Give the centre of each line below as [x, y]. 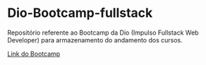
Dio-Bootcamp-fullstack [80, 13]
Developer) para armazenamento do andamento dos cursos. [95, 40]
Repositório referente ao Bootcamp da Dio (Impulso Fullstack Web [103, 32]
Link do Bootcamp [34, 54]
